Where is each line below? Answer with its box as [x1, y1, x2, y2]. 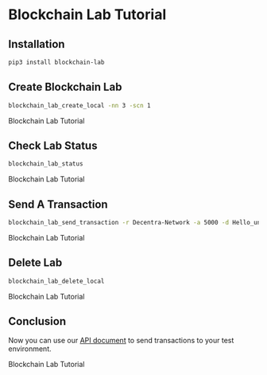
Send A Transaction [8, 197, 109, 211]
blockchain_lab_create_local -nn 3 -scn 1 [8, 101, 151, 109]
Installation [8, 37, 65, 51]
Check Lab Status [8, 139, 98, 152]
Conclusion [8, 314, 67, 328]
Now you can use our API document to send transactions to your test [8, 336, 234, 346]
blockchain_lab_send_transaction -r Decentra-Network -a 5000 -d [8, 219, 229, 227]
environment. [8, 344, 52, 354]
